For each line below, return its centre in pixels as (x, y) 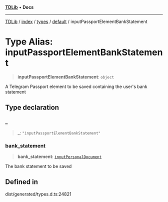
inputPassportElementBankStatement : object (65, 76)
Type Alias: (29, 42)
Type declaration (32, 108)
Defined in (22, 182)
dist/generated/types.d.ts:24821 (38, 194)
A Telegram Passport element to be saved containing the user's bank (76, 86)
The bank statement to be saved (38, 166)
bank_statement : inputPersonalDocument (59, 156)
